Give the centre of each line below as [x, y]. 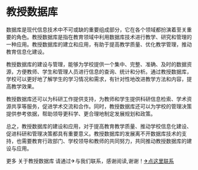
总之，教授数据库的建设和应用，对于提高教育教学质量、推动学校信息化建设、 [99, 126]
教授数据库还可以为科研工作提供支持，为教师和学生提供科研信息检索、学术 [96, 99]
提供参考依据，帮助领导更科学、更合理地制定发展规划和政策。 [81, 113]
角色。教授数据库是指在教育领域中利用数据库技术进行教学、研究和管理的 [104, 37]
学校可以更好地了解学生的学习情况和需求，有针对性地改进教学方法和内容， [96, 79]
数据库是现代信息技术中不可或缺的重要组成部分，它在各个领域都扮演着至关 [96, 30]
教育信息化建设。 [27, 51]
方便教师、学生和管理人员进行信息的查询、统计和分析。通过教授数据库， [104, 71]
